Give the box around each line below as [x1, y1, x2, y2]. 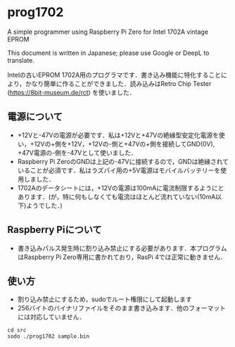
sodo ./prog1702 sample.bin [7, 333, 90, 340]
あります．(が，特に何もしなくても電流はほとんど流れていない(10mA [17, 192, 216, 201]
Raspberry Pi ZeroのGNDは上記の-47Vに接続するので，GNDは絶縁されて [17, 157, 229, 165]
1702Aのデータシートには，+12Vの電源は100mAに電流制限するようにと [17, 184, 224, 192]
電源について [7, 111, 63, 123]
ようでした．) [25, 201, 63, 210]
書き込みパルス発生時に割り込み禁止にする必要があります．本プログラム [17, 244, 227, 252]
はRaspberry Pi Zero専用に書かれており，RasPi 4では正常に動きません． [17, 253, 227, 261]
